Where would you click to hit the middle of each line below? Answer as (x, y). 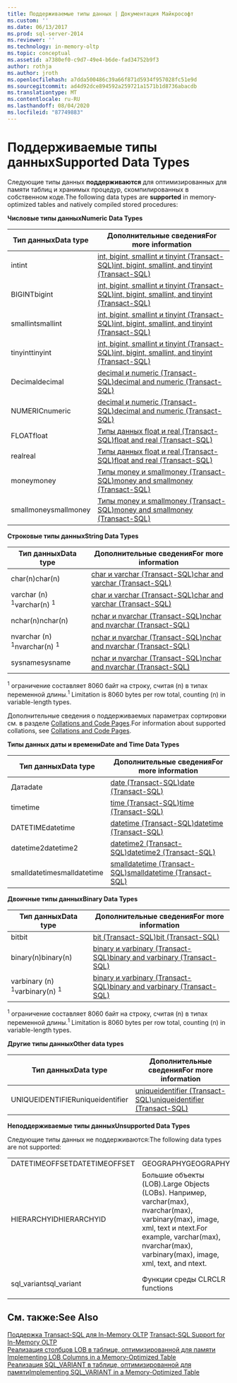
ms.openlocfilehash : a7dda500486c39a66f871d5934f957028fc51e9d (102, 79)
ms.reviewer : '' (31, 40)
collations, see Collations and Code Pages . (69, 730)
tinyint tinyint (31, 352)
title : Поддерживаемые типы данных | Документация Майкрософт (101, 14)
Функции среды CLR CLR (184, 1279)
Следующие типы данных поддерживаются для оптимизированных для (117, 182)
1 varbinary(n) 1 (36, 991)
